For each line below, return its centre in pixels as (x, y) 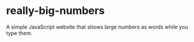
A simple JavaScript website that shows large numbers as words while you (97, 27)
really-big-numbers (56, 11)
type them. (19, 33)
